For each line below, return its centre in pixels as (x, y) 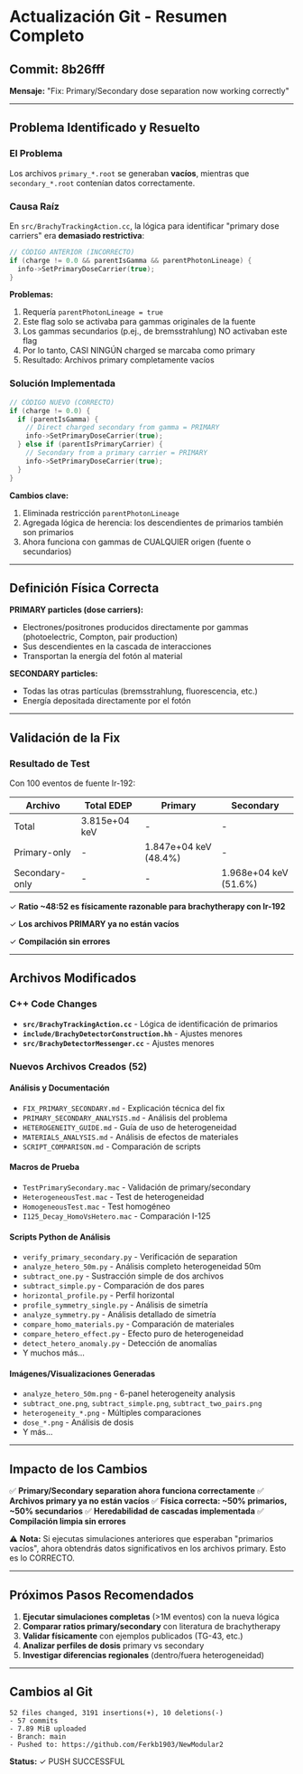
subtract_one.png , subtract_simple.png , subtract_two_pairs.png (142, 1403)
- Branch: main (38, 1736)
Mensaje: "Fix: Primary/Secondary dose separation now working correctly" (150, 91)
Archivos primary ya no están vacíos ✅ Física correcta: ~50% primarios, (148, 1501)
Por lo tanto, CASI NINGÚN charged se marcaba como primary (138, 351)
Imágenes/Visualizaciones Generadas (83, 1373)
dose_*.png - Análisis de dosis (78, 1422)
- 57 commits (34, 1721)
